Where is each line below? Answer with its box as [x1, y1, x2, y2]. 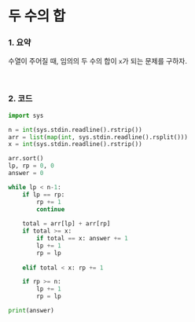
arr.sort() [8, 155, 44, 163]
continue [36, 205, 65, 213]
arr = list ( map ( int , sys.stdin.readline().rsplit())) [8, 133, 189, 141]
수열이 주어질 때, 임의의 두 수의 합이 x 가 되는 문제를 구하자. [8, 57, 187, 66]
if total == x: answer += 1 [36, 235, 128, 243]
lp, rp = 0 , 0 [8, 162, 55, 170]
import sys [8, 112, 44, 119]
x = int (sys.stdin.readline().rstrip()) [8, 141, 143, 148]
